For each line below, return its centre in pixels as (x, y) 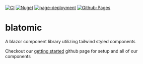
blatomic (24, 28)
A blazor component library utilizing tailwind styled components (70, 41)
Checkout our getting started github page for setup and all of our (71, 51)
